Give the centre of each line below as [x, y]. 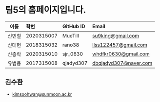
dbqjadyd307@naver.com [122, 63]
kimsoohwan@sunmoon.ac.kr [42, 94]
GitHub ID [74, 26]
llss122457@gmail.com [120, 45]
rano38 [71, 45]
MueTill [70, 35]
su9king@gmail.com [116, 35]
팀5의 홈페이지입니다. [46, 10]
